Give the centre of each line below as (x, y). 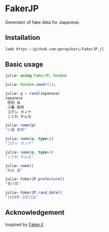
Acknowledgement (35, 213)
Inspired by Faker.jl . (25, 224)
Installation (23, 38)
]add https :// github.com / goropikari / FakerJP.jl (55, 49)
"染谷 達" (14, 170)
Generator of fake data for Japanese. (42, 22)
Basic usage (24, 65)
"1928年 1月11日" (22, 198)
